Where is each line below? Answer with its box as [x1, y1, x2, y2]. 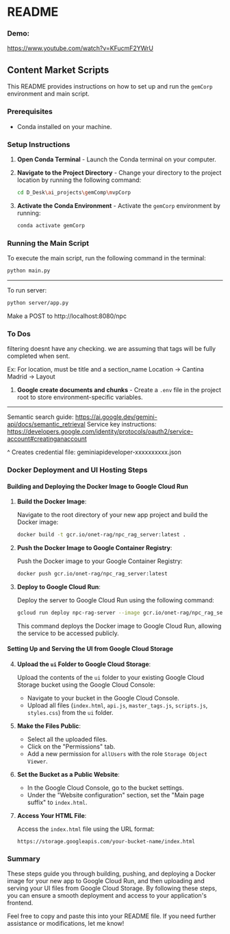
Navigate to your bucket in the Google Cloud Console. [27, 694, 180, 702]
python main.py [7, 267, 51, 274]
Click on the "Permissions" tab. [27, 742, 116, 751]
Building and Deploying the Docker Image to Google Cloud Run [7, 482, 188, 490]
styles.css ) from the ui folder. [27, 708, 114, 716]
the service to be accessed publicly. [16, 629, 120, 637]
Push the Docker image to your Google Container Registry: [16, 557, 183, 565]
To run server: [7, 286, 47, 294]
